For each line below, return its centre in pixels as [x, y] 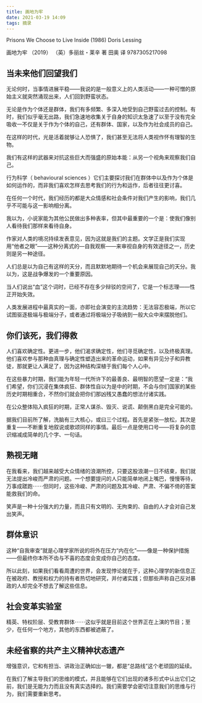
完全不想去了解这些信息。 [59, 586]
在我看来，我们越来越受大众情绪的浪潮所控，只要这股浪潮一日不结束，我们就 [101, 471]
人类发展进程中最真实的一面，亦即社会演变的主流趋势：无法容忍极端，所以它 [101, 307]
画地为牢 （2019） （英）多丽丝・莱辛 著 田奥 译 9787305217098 [87, 52]
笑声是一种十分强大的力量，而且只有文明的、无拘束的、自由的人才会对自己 [98, 506]
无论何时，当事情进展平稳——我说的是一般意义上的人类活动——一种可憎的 [98, 89]
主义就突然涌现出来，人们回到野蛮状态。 [61, 96]
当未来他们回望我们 [42, 73]
